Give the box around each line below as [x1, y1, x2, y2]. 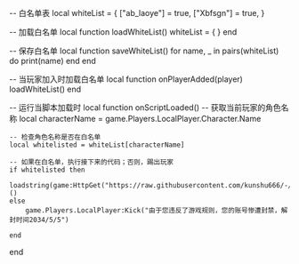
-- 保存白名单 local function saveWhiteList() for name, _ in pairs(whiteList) [9, 45, 279, 56]
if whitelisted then [9, 165, 86, 174]
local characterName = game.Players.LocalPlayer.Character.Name [19, 114, 262, 124]
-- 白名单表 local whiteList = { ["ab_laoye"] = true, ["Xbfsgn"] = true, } [9, 8, 265, 18]
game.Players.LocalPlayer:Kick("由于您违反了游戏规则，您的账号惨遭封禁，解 [25, 206, 288, 215]
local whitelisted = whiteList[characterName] [9, 140, 185, 149]
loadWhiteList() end [9, 84, 82, 94]
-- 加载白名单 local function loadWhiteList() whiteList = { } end [9, 27, 238, 37]
